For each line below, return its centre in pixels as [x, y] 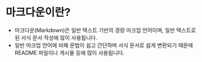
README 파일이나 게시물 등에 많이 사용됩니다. [69, 52]
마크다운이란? [38, 12]
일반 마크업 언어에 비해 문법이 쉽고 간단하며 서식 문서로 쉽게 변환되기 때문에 [104, 45]
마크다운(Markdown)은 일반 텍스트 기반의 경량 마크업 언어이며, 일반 [95, 30]
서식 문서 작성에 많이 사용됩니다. [59, 37]
